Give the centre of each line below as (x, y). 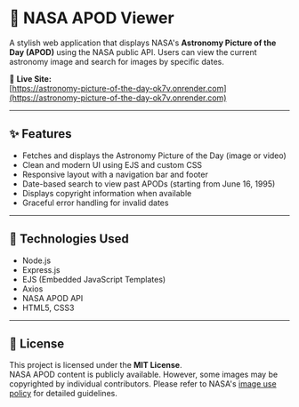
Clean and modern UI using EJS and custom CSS (112, 164)
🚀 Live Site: (30, 78)
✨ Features (40, 134)
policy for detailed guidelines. (63, 394)
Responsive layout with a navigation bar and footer (115, 174)
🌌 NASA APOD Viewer (92, 18)
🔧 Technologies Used (69, 239)
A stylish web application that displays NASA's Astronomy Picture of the (143, 43)
